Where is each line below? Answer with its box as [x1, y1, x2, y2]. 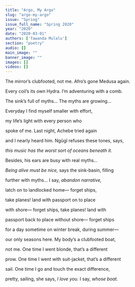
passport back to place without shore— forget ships [5, 217, 115, 223]
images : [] [5, 60, 29, 65]
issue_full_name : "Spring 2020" [5, 21, 74, 27]
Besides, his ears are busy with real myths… [5, 158, 98, 164]
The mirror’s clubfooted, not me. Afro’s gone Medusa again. [5, 79, 130, 85]
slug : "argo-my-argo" [5, 12, 51, 17]
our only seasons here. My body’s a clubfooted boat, [5, 237, 116, 243]
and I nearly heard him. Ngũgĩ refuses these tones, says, [5, 138, 124, 144]
